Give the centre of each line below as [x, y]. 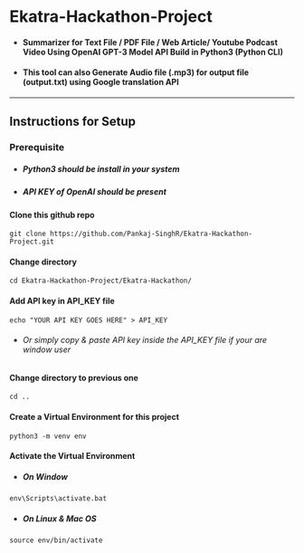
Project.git [32, 242]
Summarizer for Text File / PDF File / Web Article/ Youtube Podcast [150, 42]
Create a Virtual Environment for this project [94, 417]
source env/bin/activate [56, 540]
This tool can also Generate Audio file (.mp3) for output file [136, 72]
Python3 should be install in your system [101, 168]
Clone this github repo [52, 215]
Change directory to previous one [74, 377]
